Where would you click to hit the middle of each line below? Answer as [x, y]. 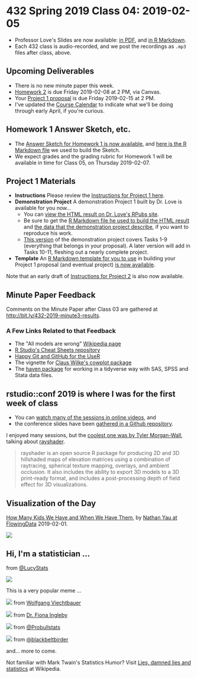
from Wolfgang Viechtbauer [47, 603]
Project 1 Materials [41, 181]
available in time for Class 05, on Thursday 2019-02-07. [82, 163]
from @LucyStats [27, 568]
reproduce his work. [48, 233]
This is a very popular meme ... [44, 590]
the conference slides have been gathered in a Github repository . [94, 424]
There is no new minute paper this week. [64, 85]
